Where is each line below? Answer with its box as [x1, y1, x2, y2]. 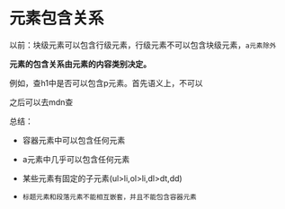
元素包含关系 [9, 8, 105, 29]
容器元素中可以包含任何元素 [22, 135, 126, 145]
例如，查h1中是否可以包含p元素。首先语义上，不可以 [9, 77, 203, 88]
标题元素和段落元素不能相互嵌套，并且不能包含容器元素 [22, 192, 197, 202]
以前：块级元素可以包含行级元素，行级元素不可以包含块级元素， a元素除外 [9, 39, 277, 50]
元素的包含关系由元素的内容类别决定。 [9, 58, 151, 69]
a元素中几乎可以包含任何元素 [22, 153, 130, 164]
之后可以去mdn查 [9, 96, 74, 108]
